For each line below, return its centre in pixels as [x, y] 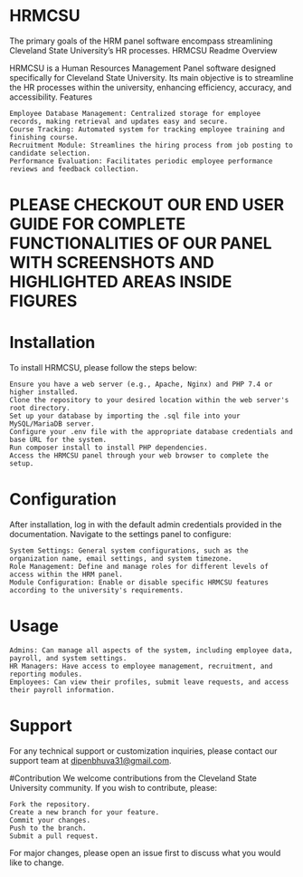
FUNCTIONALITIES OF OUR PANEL [141, 243]
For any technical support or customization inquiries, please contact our [143, 751]
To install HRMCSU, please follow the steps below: [103, 368]
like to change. [37, 863]
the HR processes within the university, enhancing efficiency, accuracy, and [151, 87]
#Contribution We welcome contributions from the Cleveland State [133, 778]
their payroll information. [62, 689]
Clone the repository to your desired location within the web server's [149, 400]
